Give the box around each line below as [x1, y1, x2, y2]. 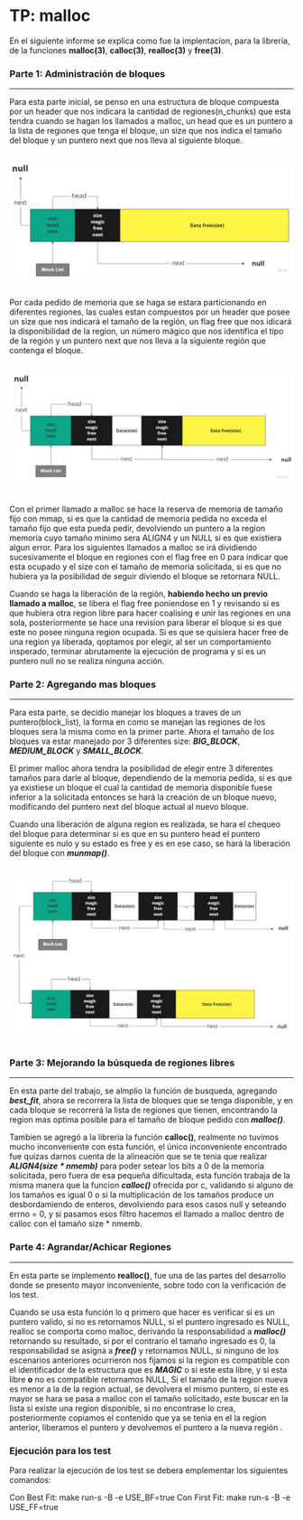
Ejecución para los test [9, 1444, 112, 1457]
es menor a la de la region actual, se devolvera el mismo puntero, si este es [9, 1384, 289, 1394]
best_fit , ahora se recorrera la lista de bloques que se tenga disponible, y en [9, 1095, 294, 1106]
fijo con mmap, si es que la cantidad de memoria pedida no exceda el [9, 512, 268, 524]
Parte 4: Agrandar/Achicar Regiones [9, 1241, 172, 1253]
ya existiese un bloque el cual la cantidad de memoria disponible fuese [9, 783, 273, 793]
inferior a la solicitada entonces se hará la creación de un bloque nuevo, [9, 792, 277, 802]
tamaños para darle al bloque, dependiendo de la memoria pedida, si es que [9, 773, 293, 783]
